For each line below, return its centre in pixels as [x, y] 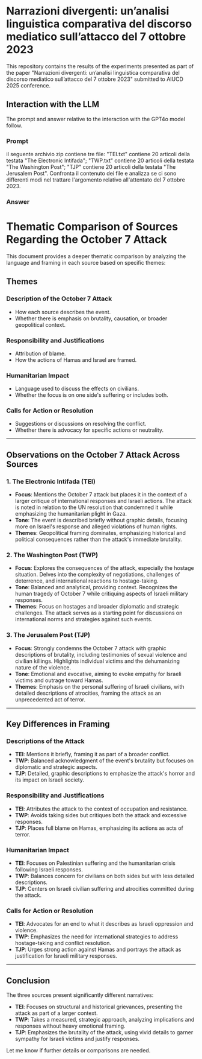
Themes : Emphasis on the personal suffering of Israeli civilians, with [99, 686]
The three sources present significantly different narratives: [80, 995]
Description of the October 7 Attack [59, 299]
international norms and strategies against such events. [84, 619]
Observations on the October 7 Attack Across [93, 454]
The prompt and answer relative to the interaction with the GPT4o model [96, 119]
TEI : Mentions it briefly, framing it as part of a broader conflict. [92, 754]
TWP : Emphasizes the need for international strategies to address [96, 937]
